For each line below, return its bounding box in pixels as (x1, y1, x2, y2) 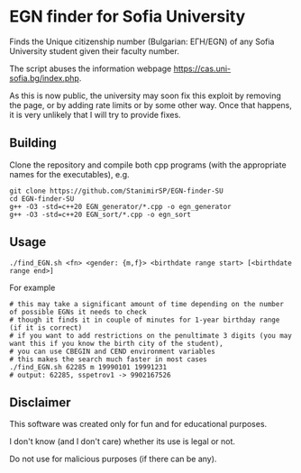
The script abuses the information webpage (9, 63, 172, 74)
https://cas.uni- (173, 63, 232, 74)
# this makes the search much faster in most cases (9, 354, 207, 364)
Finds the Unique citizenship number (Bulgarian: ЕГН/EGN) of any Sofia (9, 36, 275, 47)
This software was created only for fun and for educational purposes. (9, 419, 268, 430)
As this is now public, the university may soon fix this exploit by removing (9, 90, 282, 101)
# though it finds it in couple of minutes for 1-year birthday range (9, 315, 280, 324)
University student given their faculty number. (9, 45, 180, 56)
